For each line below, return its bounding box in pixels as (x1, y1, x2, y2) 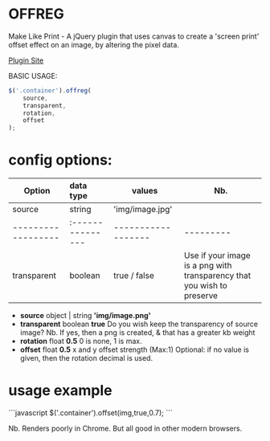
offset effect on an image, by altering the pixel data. (8, 39, 179, 49)
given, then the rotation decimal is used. (19, 353, 153, 363)
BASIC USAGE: (8, 71, 58, 80)
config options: (8, 151, 112, 169)
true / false (113, 270, 154, 281)
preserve (183, 290, 219, 301)
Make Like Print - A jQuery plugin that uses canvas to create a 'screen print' (8, 31, 260, 41)
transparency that (183, 270, 252, 281)
